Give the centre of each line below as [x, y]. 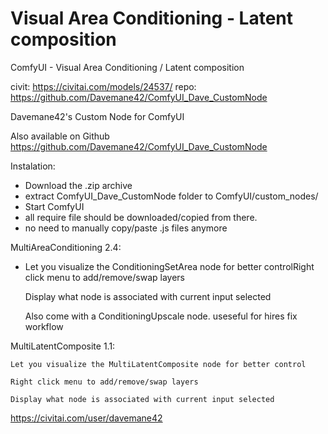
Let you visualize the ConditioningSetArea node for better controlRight [169, 266]
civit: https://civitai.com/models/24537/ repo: [103, 86]
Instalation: [33, 166]
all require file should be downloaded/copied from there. [141, 217]
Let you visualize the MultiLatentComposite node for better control [158, 364]
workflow [44, 326]
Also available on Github [60, 136]
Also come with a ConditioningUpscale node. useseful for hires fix [161, 316]
